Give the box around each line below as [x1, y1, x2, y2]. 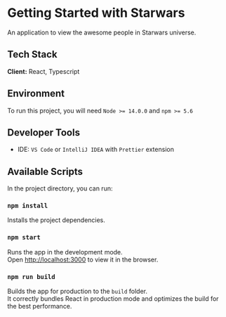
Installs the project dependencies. [7, 216, 105, 224]
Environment [7, 88, 65, 100]
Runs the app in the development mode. [7, 247, 123, 256]
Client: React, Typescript [7, 67, 80, 75]
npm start [7, 233, 41, 242]
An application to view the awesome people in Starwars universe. [7, 28, 197, 37]
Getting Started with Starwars [7, 5, 185, 21]
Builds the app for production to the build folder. [7, 287, 148, 296]
